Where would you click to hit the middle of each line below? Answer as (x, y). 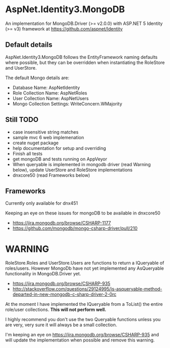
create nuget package (36, 143)
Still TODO (22, 120)
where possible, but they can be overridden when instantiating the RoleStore (85, 62)
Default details (29, 45)
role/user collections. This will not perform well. (56, 310)
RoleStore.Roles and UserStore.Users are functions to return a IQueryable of (85, 263)
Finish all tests (28, 153)
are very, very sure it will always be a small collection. (61, 325)
